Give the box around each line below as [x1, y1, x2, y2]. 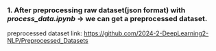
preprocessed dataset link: [7, 29, 83, 37]
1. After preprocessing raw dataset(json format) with [7, 5, 186, 15]
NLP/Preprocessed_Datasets [7, 37, 88, 45]
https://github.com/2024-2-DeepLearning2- [84, 29, 209, 37]
